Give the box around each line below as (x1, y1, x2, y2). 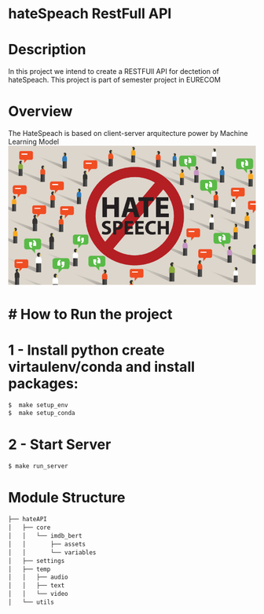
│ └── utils (8, 598, 55, 606)
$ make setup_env (8, 402, 68, 410)
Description (8, 41, 86, 59)
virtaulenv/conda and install (8, 358, 195, 376)
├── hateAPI (8, 516, 47, 524)
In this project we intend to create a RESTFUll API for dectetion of (8, 67, 220, 76)
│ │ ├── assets (8, 540, 86, 548)
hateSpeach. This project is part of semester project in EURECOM (8, 75, 222, 85)
